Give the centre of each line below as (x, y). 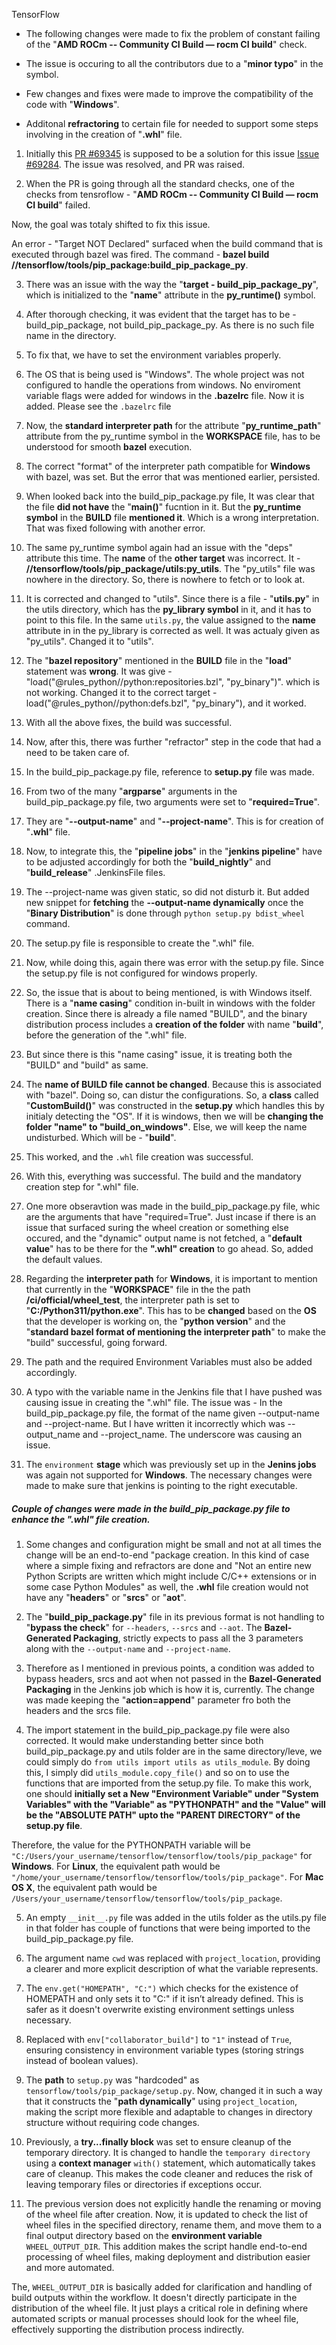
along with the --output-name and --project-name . (128, 1648)
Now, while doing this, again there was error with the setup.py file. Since (174, 962)
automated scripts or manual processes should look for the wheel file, (155, 2318)
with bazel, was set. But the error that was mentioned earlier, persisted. (173, 477)
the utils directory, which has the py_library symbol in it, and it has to (168, 609)
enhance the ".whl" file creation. (81, 1519)
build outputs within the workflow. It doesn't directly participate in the (154, 2297)
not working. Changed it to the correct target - (121, 692)
